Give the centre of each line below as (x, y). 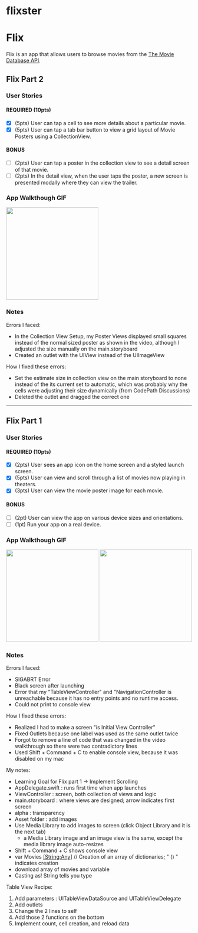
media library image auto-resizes (64, 844)
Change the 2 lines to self (46, 911)
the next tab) (30, 832)
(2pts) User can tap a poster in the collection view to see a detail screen (102, 163)
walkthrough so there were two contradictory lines (76, 746)
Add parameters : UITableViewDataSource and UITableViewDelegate (98, 899)
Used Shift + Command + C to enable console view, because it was (96, 752)
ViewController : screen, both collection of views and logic (85, 794)
